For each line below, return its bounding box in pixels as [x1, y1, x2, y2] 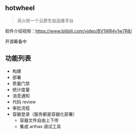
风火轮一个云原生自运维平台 [17, 17, 74, 24]
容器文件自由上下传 [19, 117, 59, 123]
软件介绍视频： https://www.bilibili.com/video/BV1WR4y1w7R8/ [5, 28, 132, 34]
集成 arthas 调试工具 [19, 123, 61, 129]
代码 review [12, 99, 36, 105]
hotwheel [5, 4, 35, 12]
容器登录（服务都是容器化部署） [12, 111, 77, 117]
